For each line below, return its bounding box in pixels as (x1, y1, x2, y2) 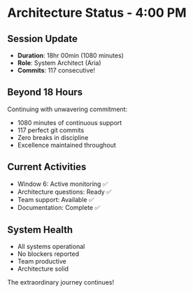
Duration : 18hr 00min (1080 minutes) (17, 51, 124, 59)
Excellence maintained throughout (17, 141, 117, 149)
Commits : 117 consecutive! (17, 66, 96, 74)
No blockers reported (17, 250, 79, 258)
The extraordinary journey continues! (7, 278, 114, 287)
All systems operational (17, 243, 85, 251)
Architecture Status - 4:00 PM (7, 5, 187, 21)
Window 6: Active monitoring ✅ (17, 180, 108, 188)
